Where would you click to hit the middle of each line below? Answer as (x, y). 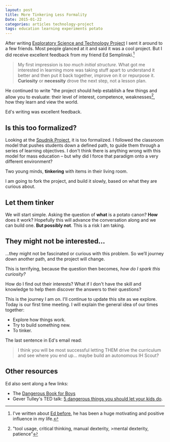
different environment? (29, 162)
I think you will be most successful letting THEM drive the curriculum (89, 350)
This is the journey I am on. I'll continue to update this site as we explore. (81, 299)
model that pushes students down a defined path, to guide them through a (83, 145)
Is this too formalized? (41, 128)
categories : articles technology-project (50, 24)
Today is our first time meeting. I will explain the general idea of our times (82, 304)
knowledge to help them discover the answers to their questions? (73, 289)
